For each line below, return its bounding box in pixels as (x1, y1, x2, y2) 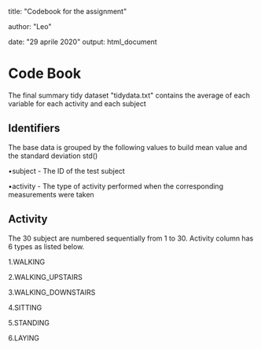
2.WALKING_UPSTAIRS (8, 272, 83, 281)
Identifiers (8, 122, 61, 135)
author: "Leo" (8, 22, 52, 31)
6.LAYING (8, 333, 40, 343)
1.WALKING (8, 257, 46, 266)
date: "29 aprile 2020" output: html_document (8, 37, 157, 46)
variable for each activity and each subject (8, 98, 147, 108)
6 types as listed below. (8, 241, 85, 251)
